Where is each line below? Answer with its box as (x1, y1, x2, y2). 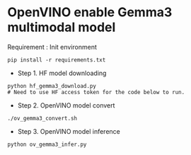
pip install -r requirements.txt (7, 56, 106, 64)
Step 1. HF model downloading (17, 69, 107, 77)
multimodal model (7, 19, 116, 35)
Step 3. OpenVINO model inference (17, 127, 120, 135)
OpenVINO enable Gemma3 (7, 4, 173, 21)
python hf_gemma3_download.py (7, 82, 97, 89)
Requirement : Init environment (7, 42, 98, 51)
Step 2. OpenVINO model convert (17, 101, 115, 110)
